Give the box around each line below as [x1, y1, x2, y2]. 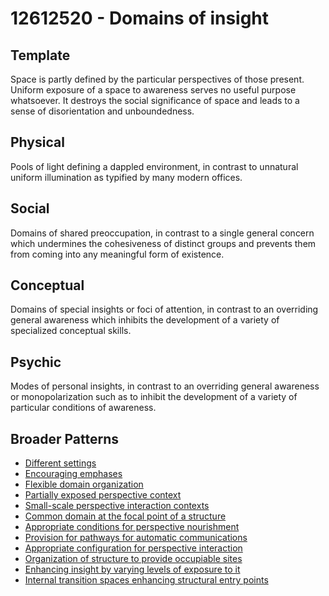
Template [10, 47, 71, 64]
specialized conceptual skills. [10, 325, 132, 337]
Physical [10, 134, 65, 151]
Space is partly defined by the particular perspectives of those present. [10, 73, 305, 85]
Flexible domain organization [24, 478, 144, 491]
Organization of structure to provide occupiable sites [24, 553, 243, 565]
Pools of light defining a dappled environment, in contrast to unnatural [10, 160, 299, 172]
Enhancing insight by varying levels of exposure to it [24, 563, 241, 576]
